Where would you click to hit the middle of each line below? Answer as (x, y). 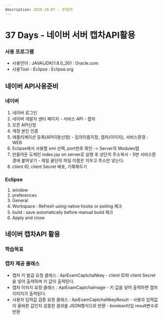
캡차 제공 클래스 (22, 263)
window (20, 190)
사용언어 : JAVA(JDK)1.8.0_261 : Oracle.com (55, 63)
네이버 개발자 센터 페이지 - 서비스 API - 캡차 (54, 119)
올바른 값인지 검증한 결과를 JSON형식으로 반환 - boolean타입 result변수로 (88, 305)
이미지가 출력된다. (29, 293)
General (20, 201)
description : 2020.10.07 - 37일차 (39, 9)
